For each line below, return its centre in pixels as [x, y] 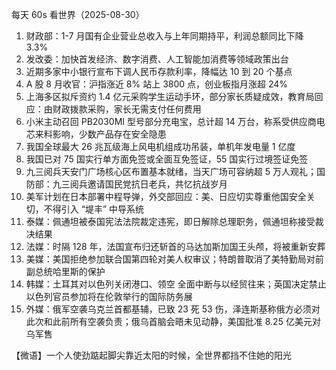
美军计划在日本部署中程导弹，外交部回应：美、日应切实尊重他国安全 [166, 196]
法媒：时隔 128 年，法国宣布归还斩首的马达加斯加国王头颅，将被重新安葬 [175, 246]
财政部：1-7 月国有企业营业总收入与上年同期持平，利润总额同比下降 [164, 36]
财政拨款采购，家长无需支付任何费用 [127, 109]
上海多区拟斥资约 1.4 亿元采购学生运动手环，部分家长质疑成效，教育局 [170, 96]
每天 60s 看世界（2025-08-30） [78, 14]
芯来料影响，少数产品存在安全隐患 [96, 134]
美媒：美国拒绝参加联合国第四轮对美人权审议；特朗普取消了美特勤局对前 [174, 259]
